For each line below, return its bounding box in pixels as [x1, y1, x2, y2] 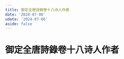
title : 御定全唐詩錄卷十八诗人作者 [5, 7, 69, 12]
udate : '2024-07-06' [5, 16, 48, 21]
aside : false [5, 21, 32, 26]
